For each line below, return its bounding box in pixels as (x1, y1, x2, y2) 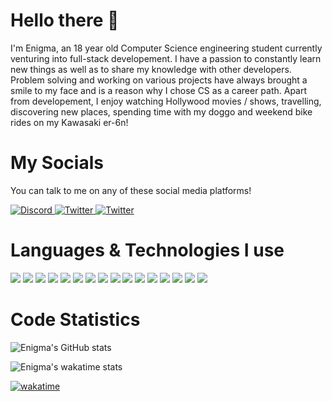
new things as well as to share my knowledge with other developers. (10, 63, 292, 75)
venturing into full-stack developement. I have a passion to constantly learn (10, 52, 322, 64)
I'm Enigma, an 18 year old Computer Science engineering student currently (10, 42, 323, 54)
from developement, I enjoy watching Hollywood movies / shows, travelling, (10, 95, 322, 107)
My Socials (10, 152, 104, 174)
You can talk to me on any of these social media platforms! (10, 184, 252, 196)
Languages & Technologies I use (10, 239, 285, 262)
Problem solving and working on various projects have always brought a (10, 74, 308, 86)
